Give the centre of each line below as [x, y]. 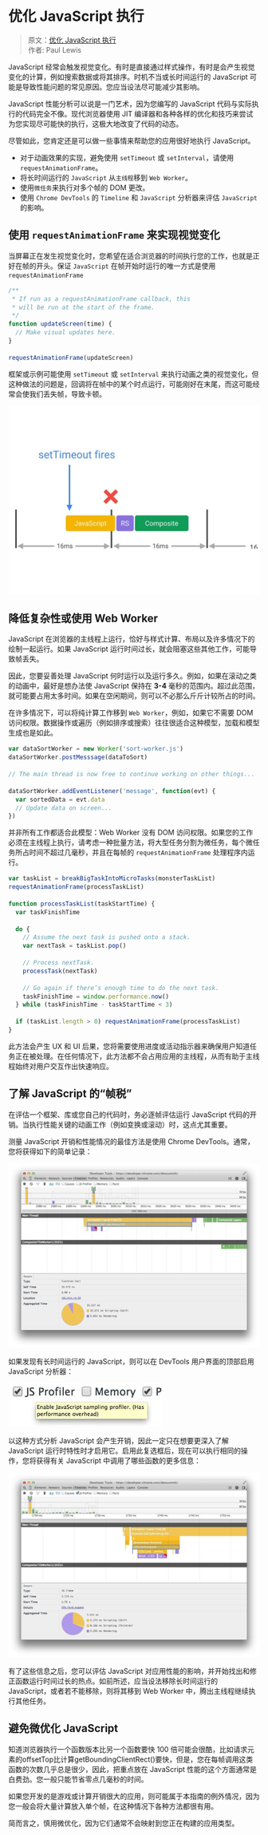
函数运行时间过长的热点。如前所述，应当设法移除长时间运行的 [116, 1681]
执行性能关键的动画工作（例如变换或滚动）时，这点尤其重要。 [130, 1124]
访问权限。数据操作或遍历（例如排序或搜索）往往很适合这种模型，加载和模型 [134, 723]
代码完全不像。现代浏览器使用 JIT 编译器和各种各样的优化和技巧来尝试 [138, 113]
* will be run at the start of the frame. [83, 307]
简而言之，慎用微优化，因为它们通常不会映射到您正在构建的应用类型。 [124, 1823]
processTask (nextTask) [60, 971]
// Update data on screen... [64, 808]
